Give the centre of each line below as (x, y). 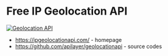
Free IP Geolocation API (67, 11)
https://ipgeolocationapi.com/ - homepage (68, 40)
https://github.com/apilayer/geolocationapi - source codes (89, 46)
